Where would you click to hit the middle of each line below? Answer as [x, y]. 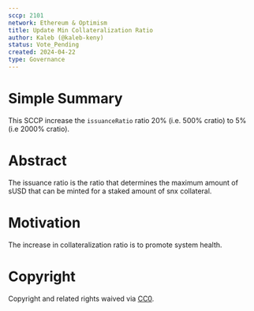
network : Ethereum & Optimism [58, 23]
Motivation [45, 223]
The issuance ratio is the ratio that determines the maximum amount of [123, 182]
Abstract [37, 161]
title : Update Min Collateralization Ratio [81, 30]
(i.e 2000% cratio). [39, 129]
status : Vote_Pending [44, 45]
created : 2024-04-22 [42, 52]
